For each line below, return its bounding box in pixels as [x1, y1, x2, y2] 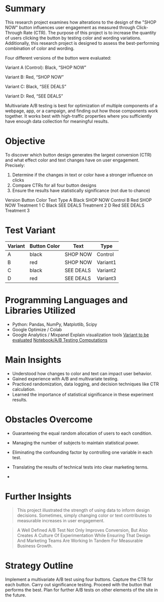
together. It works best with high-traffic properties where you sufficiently [5, 113, 152, 119]
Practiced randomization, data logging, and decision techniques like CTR [12, 381, 159, 387]
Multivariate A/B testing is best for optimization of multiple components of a [5, 102, 158, 108]
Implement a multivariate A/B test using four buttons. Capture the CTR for [5, 576, 153, 582]
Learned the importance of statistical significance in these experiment [12, 391, 154, 397]
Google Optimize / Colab [12, 326, 62, 332]
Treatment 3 [5, 207, 30, 213]
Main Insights [5, 354, 62, 365]
